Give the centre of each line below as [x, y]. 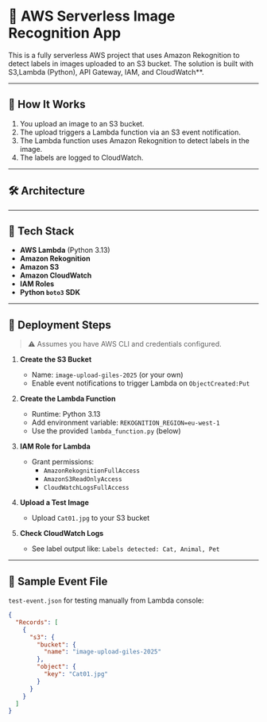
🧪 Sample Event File [58, 581]
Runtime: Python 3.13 [66, 414]
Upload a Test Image [54, 503]
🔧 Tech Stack [41, 231]
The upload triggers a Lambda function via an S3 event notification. [130, 132]
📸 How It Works [47, 105]
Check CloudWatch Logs [62, 534]
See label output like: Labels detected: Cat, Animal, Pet [126, 549]
